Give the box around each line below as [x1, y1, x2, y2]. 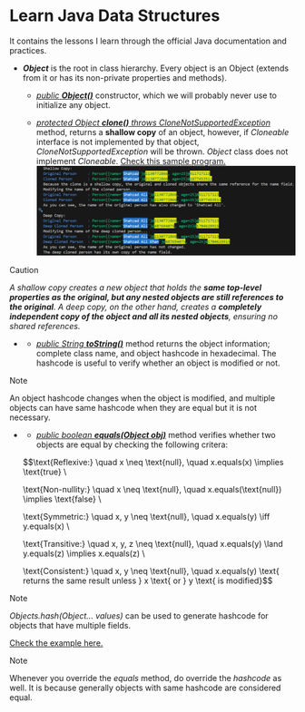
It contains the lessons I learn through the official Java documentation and [9, 35, 288, 46]
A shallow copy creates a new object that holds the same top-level [9, 282, 262, 293]
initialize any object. [35, 99, 111, 110]
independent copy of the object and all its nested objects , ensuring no [9, 311, 279, 322]
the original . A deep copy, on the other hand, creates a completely [9, 301, 262, 313]
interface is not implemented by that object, [35, 136, 200, 147]
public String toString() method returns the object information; [35, 338, 271, 349]
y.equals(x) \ [22, 521, 70, 532]
